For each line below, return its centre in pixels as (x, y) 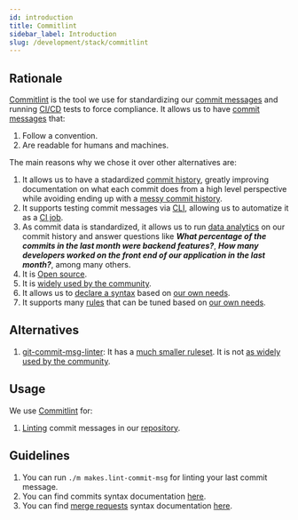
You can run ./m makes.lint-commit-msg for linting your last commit (145, 477)
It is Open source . (54, 274)
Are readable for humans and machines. (95, 145)
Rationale (36, 78)
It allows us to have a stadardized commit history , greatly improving (145, 180)
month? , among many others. (76, 265)
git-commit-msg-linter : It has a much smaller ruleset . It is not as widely (151, 351)
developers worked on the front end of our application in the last (144, 255)
